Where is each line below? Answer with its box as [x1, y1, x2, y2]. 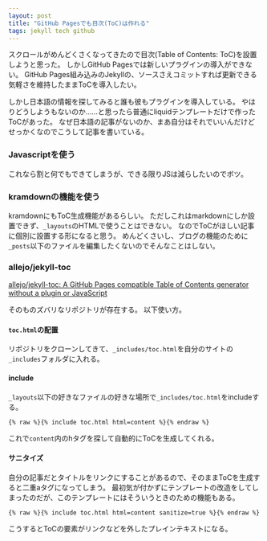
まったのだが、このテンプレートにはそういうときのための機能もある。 [8, 492, 240, 502]
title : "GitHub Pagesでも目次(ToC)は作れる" [8, 19, 150, 27]
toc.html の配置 [8, 325, 59, 334]
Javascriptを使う [8, 150, 76, 161]
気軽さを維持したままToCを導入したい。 [8, 80, 142, 89]
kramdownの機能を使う [8, 191, 100, 202]
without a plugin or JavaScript [8, 289, 107, 298]
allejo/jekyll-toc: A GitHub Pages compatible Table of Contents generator [8, 280, 249, 289]
